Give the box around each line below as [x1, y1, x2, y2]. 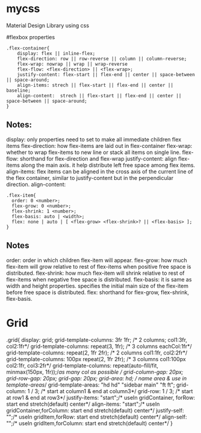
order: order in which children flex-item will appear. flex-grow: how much [6, 256, 188, 264]
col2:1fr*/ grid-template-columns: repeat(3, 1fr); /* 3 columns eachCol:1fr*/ [6, 342, 193, 350]
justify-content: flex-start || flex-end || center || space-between [17, 71, 196, 77]
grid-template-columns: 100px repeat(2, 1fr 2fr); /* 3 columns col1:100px [6, 355, 187, 362]
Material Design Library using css [6, 22, 89, 29]
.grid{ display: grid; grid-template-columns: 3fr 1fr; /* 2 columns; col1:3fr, [6, 336, 188, 343]
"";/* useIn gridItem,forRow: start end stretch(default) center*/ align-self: [6, 413, 188, 420]
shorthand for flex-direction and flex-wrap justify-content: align [20, 155, 177, 162]
